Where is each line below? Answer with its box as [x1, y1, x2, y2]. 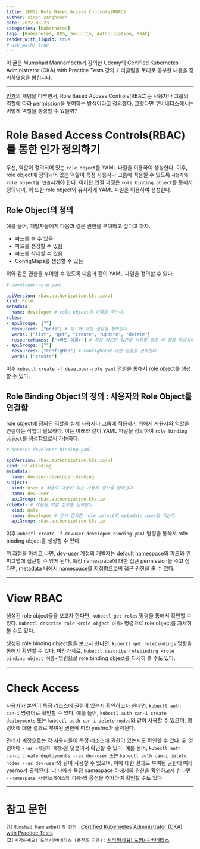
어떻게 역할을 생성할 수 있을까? [6, 107, 77, 114]
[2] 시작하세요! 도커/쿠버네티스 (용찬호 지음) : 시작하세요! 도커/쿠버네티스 [6, 836, 170, 844]
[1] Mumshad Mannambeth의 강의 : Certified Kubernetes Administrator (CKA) [6, 823, 183, 830]
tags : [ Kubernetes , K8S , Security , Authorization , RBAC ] [6, 31, 151, 37]
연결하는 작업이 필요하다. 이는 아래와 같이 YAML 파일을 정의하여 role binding [6, 427, 187, 434]
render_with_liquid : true [6, 36, 70, 42]
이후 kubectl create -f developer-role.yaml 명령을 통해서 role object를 [6, 365, 180, 372]
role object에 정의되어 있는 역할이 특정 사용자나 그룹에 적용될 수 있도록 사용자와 [6, 171, 189, 178]
